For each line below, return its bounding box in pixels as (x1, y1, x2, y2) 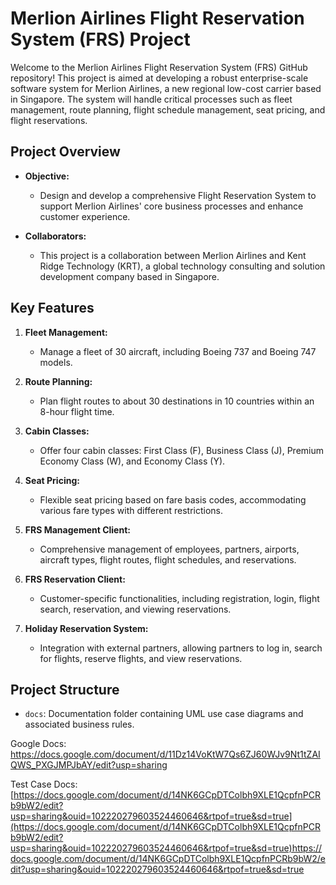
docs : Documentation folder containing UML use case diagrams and (24, 708, 304, 720)
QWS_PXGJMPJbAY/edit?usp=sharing (10, 759, 168, 771)
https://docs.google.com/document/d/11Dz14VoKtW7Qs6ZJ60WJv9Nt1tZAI (10, 748, 321, 761)
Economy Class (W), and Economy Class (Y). (39, 455, 226, 467)
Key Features (10, 300, 95, 317)
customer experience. (39, 210, 131, 222)
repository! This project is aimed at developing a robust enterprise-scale (10, 72, 309, 84)
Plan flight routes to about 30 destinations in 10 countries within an (39, 395, 315, 407)
